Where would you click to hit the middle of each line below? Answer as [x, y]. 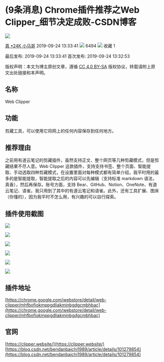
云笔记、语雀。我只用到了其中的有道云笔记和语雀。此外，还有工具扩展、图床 [82, 191]
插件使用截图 [24, 213]
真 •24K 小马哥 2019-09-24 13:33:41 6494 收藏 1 [60, 46]
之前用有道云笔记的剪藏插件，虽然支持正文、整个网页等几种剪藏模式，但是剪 [82, 160]
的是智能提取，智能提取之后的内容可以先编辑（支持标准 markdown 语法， [83, 179]
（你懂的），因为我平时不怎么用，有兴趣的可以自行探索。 [62, 197]
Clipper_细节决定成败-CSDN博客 [71, 22]
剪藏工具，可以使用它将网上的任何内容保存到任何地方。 [61, 131]
